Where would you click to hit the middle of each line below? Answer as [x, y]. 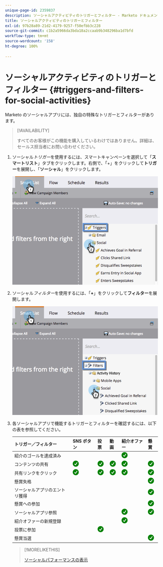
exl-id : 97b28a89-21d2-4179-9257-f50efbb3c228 [53, 26]
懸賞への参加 [27, 504]
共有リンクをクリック [36, 473]
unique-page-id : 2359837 [30, 10]
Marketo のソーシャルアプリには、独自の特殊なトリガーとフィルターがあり [80, 114]
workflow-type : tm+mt [27, 36]
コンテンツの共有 [31, 464]
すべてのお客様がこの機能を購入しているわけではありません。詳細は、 [87, 140]
